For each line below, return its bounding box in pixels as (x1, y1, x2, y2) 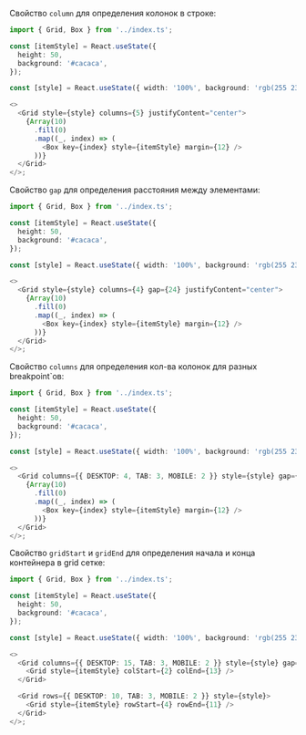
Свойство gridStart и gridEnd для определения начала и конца (9, 547, 256, 559)
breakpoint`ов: (9, 371, 65, 382)
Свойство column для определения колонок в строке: (9, 8, 217, 18)
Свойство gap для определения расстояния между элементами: (9, 184, 261, 195)
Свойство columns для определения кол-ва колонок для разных (9, 361, 258, 372)
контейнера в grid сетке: (9, 557, 106, 568)
